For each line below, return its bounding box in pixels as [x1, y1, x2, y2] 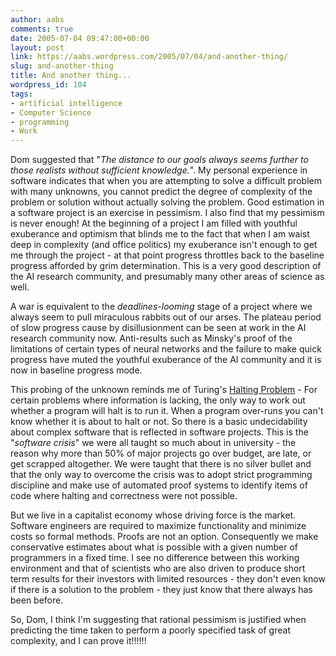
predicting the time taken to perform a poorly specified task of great [10, 624, 291, 636]
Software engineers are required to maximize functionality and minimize [10, 520, 307, 532]
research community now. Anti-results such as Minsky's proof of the [10, 332, 293, 345]
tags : [10, 89, 33, 99]
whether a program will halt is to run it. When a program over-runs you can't [10, 405, 324, 417]
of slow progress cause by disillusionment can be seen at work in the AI [10, 322, 307, 334]
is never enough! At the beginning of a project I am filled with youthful [10, 217, 298, 230]
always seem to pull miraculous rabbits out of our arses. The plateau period [10, 311, 322, 323]
